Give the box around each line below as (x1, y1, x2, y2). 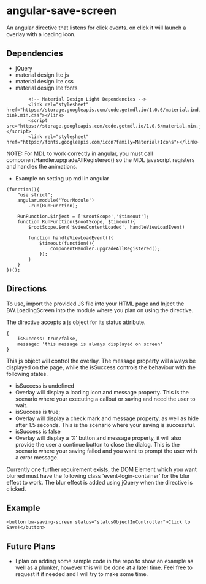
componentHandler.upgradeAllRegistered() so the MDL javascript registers (6, 156, 195, 163)
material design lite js (15, 71, 69, 79)
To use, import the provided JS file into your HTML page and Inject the (6, 300, 185, 307)
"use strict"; (17, 191, 53, 198)
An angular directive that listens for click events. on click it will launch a (6, 24, 186, 31)
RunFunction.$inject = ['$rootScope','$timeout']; (17, 213, 150, 220)
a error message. (15, 453, 59, 461)
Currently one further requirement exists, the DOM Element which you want (6, 466, 197, 473)
